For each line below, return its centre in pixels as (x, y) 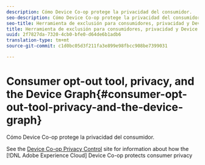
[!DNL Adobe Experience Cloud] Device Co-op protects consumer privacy (99, 155)
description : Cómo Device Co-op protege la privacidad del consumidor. (99, 12)
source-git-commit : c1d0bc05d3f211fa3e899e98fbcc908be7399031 (87, 46)
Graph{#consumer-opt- (125, 94)
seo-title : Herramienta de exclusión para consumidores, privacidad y (98, 23)
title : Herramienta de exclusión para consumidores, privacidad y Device (102, 29)
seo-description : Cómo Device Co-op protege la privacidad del (88, 18)
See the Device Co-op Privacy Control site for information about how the (98, 149)
